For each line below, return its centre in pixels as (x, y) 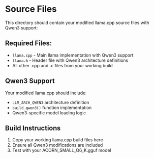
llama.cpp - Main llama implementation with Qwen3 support (73, 55)
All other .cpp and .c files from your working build (62, 65)
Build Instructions (33, 128)
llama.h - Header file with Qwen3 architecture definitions (70, 60)
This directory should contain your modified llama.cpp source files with (77, 23)
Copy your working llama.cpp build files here (58, 140)
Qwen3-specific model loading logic (49, 113)
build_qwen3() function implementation (52, 107)
